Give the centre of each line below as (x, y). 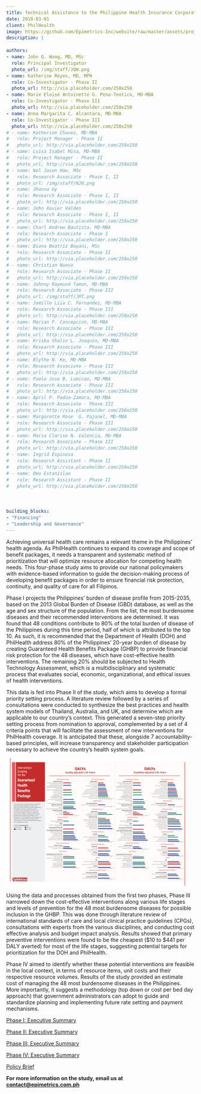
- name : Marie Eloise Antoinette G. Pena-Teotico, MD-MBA (80, 95)
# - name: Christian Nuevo (40, 265)
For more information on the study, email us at (65, 1078)
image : (14, 32)
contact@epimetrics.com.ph (43, 1084)
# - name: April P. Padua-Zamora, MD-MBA (59, 398)
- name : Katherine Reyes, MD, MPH (49, 76)
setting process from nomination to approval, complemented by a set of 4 (97, 724)
